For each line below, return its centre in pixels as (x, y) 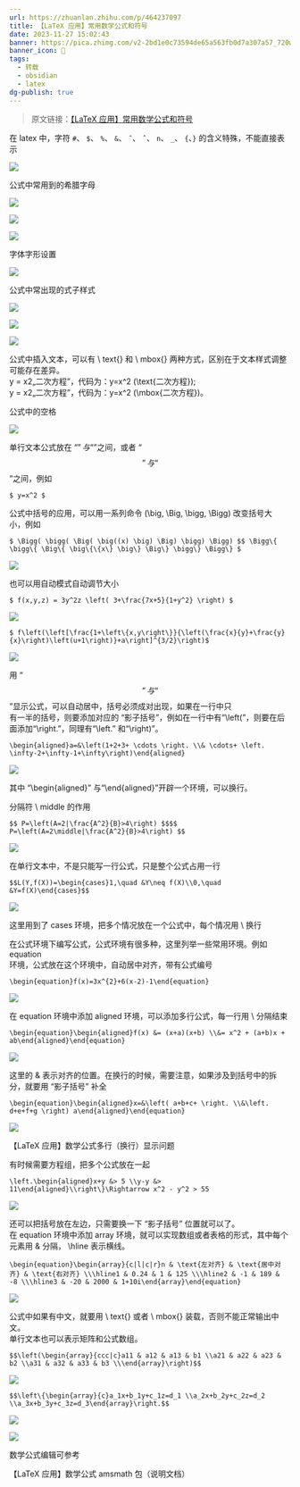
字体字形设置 (33, 254)
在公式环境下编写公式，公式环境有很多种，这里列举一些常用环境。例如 (138, 944)
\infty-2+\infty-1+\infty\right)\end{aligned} (97, 753)
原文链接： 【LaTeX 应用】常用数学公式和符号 (112, 119)
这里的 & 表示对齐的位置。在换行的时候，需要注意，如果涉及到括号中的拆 (143, 1075)
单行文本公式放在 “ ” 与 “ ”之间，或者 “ (76, 447)
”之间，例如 (31, 478)
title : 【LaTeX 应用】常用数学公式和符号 (79, 26)
